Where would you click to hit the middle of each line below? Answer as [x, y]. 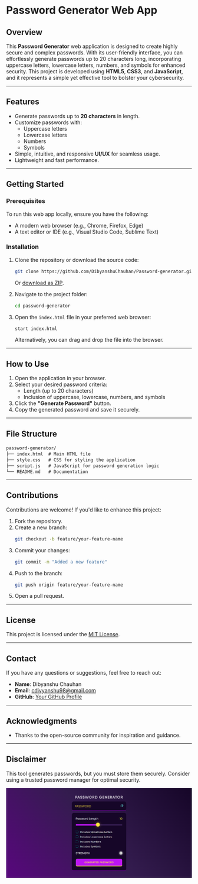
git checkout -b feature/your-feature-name [69, 539]
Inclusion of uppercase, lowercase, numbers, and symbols [94, 397]
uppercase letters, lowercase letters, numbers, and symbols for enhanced [96, 65]
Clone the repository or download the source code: [77, 260]
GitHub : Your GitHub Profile [48, 697]
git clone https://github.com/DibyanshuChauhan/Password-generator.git [104, 271]
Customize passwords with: [48, 122]
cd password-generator [42, 306]
